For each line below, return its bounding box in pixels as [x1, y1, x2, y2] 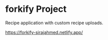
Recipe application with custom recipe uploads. [5, 20, 103, 26]
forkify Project [5, 3, 67, 15]
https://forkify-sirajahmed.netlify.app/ [5, 29, 83, 35]
